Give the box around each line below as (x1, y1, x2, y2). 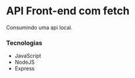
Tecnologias (6, 39, 43, 47)
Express (14, 65, 35, 72)
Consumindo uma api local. (6, 24, 73, 31)
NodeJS (14, 58, 35, 66)
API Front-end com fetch (6, 4, 130, 18)
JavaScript (14, 52, 41, 60)
